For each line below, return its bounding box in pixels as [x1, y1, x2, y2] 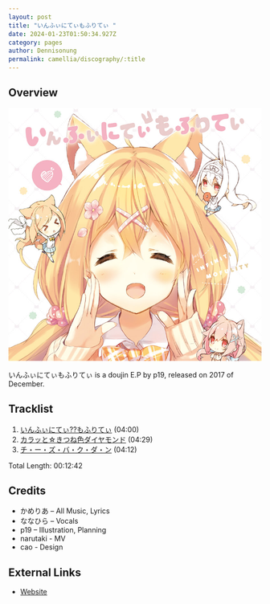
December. [8, 378, 45, 389]
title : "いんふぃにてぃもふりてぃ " [8, 21, 117, 30]
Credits [8, 484, 47, 498]
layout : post [8, 13, 52, 21]
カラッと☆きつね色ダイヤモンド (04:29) [19, 435, 153, 444]
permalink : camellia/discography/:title [8, 55, 146, 63]
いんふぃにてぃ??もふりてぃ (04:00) [19, 424, 139, 434]
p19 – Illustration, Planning [19, 525, 107, 535]
